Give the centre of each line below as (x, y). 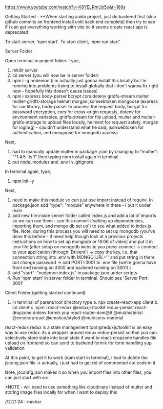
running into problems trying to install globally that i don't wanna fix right (85, 86)
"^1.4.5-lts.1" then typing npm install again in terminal (65, 157)
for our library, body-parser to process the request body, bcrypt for (80, 107)
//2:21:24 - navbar (23, 402)
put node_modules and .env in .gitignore (53, 162)
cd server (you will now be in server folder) (55, 75)
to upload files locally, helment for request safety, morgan (100, 122)
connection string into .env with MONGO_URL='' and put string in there (83, 257)
